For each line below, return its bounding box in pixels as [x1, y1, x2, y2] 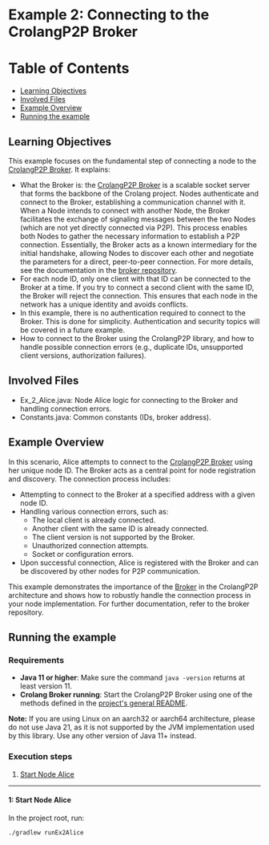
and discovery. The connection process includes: [8, 473, 171, 483]
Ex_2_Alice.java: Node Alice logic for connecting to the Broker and [19, 395, 239, 404]
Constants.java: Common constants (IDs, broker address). [19, 412, 211, 422]
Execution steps [8, 751, 73, 762]
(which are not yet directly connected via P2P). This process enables [19, 222, 248, 232]
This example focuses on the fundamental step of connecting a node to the [8, 156, 257, 165]
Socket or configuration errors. [31, 549, 134, 559]
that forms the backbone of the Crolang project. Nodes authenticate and [19, 189, 259, 198]
